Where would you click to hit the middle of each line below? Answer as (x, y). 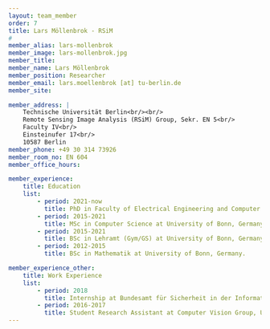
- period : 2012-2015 (72, 246)
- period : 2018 (63, 290)
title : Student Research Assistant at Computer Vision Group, (150, 313)
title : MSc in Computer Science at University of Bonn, (139, 224)
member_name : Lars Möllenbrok (59, 68)
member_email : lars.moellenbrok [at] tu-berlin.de (95, 83)
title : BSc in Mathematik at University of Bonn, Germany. (145, 254)
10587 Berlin (45, 142)
